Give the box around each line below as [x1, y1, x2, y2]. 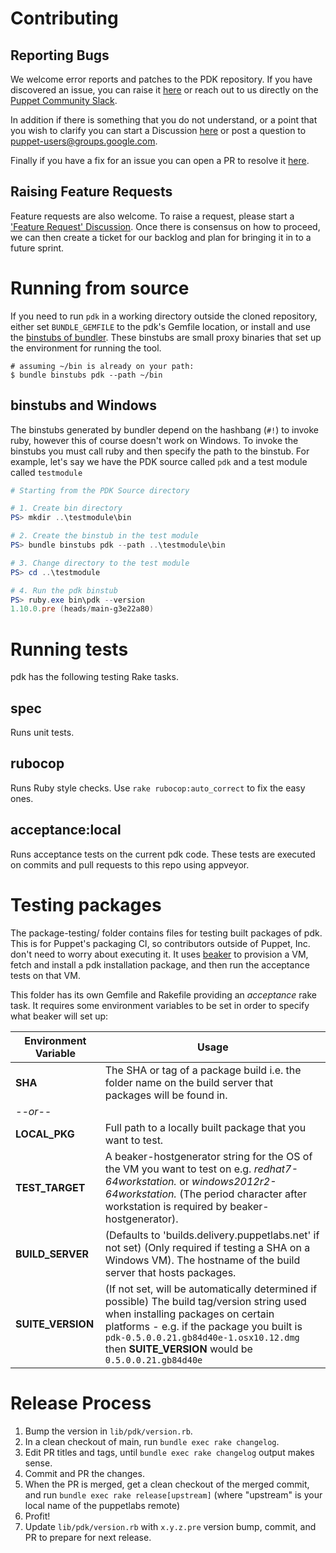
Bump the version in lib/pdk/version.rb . [24, 1425, 193, 1437]
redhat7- [253, 1162, 298, 1176]
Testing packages [10, 893, 162, 916]
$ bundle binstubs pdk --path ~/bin [10, 370, 163, 380]
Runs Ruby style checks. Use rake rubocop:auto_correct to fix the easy [10, 782, 306, 794]
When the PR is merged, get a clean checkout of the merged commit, [24, 1478, 310, 1490]
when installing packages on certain [104, 1307, 275, 1321]
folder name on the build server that [104, 1075, 274, 1089]
